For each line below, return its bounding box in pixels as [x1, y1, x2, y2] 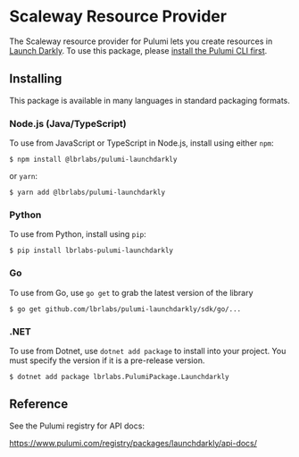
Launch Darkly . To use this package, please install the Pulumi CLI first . [9, 45, 268, 55]
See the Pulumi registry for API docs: [9, 420, 145, 431]
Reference [9, 396, 69, 412]
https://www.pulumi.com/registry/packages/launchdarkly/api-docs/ [9, 437, 257, 448]
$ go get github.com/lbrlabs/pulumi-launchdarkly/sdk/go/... [9, 304, 242, 314]
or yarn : [9, 171, 38, 182]
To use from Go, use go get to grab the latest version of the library [9, 287, 253, 298]
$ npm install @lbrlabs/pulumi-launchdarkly [9, 155, 178, 165]
